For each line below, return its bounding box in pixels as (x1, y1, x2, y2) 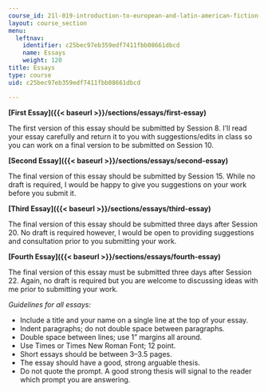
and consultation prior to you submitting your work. (8, 236, 177, 246)
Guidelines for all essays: (8, 299, 92, 309)
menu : (8, 26, 26, 34)
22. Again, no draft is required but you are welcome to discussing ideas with (8, 275, 258, 285)
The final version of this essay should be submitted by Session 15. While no (8, 171, 256, 181)
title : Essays (8, 64, 56, 72)
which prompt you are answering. (19, 374, 131, 384)
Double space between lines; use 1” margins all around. (19, 332, 203, 342)
